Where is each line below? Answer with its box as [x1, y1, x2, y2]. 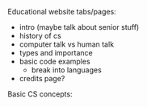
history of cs [19, 31, 61, 40]
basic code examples [19, 56, 90, 66]
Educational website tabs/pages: [7, 7, 116, 16]
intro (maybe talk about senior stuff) [19, 23, 140, 31]
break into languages [31, 65, 102, 75]
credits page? [19, 74, 65, 83]
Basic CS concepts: [7, 89, 73, 99]
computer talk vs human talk [19, 39, 115, 49]
